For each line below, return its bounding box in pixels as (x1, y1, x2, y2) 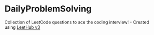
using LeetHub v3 (4, 24, 40, 30)
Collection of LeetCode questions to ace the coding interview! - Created (4, 19, 150, 25)
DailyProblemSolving (4, 3, 92, 14)
